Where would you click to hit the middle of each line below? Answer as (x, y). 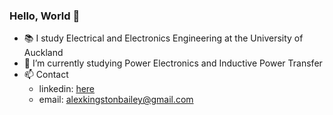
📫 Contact (46, 75)
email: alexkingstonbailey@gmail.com (116, 100)
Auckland (43, 53)
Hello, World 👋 (45, 16)
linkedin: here (67, 89)
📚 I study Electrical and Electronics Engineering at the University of (163, 38)
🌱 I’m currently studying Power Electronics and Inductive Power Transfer (173, 63)
